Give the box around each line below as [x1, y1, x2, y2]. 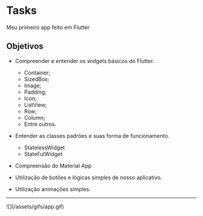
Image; [24, 82, 42, 89]
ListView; [24, 101, 47, 108]
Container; [24, 69, 51, 76]
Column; [24, 114, 45, 121]
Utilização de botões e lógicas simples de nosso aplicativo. [14, 174, 163, 181]
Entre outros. [24, 120, 57, 128]
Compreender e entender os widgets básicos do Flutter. [14, 57, 155, 64]
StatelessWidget [24, 143, 65, 151]
